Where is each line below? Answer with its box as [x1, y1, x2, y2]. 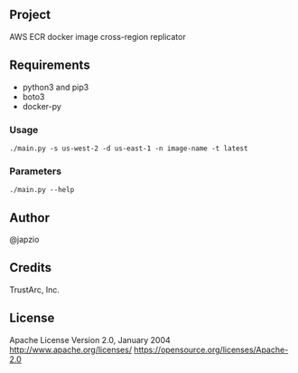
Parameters [9, 165, 61, 177]
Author [9, 210, 50, 225]
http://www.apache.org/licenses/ [9, 344, 133, 355]
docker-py [22, 100, 61, 111]
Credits [9, 260, 52, 275]
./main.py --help [9, 186, 75, 195]
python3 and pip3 [22, 81, 89, 92]
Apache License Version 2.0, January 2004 [9, 334, 172, 345]
